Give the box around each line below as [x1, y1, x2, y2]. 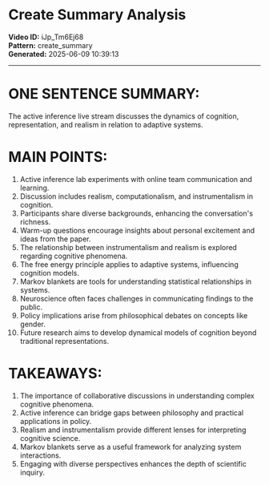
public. [19, 302, 43, 312]
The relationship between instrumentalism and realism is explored [19, 242, 238, 252]
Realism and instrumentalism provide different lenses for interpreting [19, 425, 247, 434]
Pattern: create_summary [8, 40, 94, 50]
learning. [19, 183, 50, 192]
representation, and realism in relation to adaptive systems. [8, 119, 203, 129]
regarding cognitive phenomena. [19, 251, 128, 261]
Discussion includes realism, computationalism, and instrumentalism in [19, 191, 254, 201]
